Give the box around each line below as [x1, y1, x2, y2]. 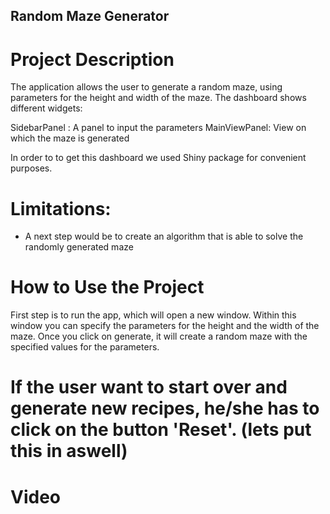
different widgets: [10, 102, 83, 114]
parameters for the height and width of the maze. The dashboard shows [10, 92, 307, 104]
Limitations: [10, 197, 112, 220]
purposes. [10, 162, 53, 174]
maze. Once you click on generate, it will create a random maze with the [10, 330, 308, 343]
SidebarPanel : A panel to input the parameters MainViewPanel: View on [10, 122, 307, 134]
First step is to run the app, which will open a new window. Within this [10, 309, 297, 321]
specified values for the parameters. [10, 341, 160, 353]
